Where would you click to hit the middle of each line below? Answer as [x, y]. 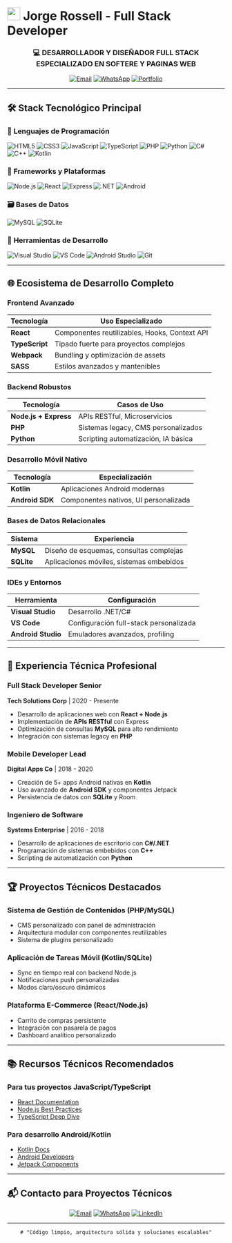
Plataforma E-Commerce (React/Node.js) [78, 1006]
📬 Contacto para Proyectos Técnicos [90, 1193]
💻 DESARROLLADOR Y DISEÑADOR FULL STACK [116, 53]
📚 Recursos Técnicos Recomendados [90, 1064]
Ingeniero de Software [45, 814]
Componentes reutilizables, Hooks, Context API [132, 333]
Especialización [125, 478]
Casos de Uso [141, 405]
